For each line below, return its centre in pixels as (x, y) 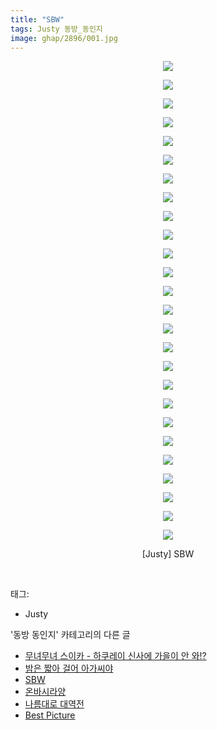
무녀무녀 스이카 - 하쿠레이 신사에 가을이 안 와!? (115, 656)
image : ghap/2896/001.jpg (64, 38)
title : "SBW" (37, 19)
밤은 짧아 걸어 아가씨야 (69, 668)
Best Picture (50, 715)
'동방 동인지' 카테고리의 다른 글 (70, 635)
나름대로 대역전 (54, 704)
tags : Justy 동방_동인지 (56, 29)
